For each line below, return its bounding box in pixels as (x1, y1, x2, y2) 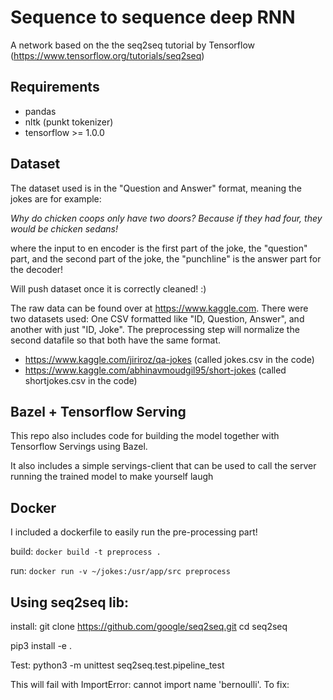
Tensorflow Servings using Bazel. (10, 441, 148, 453)
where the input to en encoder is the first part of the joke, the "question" (10, 242, 308, 254)
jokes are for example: (10, 192, 102, 205)
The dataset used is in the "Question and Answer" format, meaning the (10, 182, 302, 194)
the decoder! (10, 263, 64, 275)
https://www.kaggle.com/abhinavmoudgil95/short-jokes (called (24, 364, 287, 376)
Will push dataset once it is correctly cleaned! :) (10, 282, 207, 295)
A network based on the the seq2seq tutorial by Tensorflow (10, 39, 256, 51)
